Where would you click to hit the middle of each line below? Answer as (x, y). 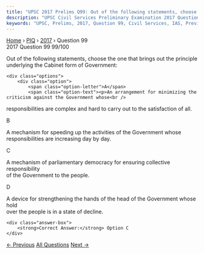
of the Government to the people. (48, 175)
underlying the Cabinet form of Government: (62, 65)
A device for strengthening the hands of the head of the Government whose (101, 199)
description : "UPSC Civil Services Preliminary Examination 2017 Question (103, 18)
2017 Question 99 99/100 (38, 47)
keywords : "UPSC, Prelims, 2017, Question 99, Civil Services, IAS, (95, 23)
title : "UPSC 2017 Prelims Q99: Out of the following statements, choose (102, 12)
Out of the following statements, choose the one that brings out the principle (102, 59)
